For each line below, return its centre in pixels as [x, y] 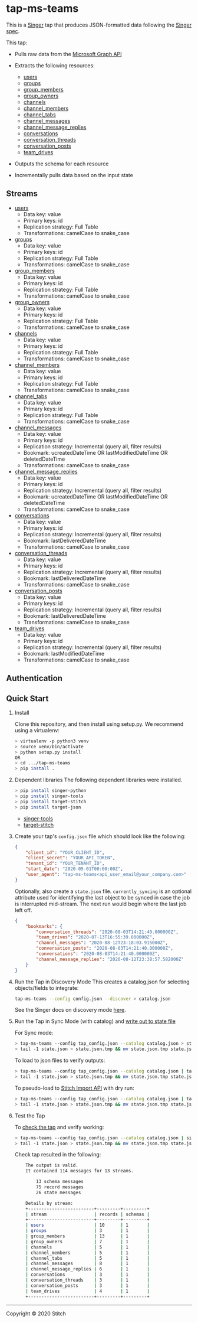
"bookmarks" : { [44, 926]
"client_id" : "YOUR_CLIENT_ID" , [65, 852]
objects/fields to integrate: [47, 988]
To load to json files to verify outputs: [60, 1060]
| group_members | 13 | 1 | [88, 1236]
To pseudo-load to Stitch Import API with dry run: [74, 1088]
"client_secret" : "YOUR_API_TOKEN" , [70, 858]
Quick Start [27, 698]
